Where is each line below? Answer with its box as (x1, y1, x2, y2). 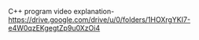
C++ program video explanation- (8, 7, 115, 16)
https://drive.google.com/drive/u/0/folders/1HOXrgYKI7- (8, 15, 191, 24)
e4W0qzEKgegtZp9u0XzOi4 (8, 24, 101, 32)
